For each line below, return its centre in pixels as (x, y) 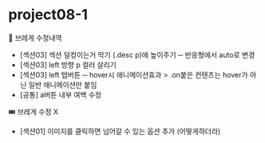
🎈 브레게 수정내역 (35, 38)
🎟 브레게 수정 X (33, 111)
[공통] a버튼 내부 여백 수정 (61, 94)
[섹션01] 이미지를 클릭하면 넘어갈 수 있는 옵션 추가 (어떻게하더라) (120, 131)
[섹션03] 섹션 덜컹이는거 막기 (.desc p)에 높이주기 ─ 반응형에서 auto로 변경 (137, 54)
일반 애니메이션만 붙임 (63, 85)
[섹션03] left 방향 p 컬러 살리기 (68, 65)
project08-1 (48, 15)
